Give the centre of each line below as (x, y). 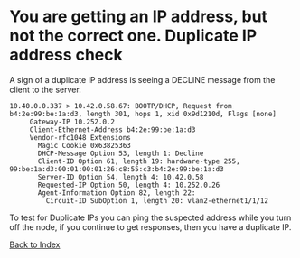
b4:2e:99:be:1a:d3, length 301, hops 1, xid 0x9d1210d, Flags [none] (143, 114)
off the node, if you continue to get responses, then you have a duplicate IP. (150, 226)
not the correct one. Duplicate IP (133, 36)
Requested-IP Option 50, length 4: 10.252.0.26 (129, 185)
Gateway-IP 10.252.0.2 (72, 122)
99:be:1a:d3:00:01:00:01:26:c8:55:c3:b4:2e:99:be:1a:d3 (117, 169)
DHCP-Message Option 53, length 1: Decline (121, 153)
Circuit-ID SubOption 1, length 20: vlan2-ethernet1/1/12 (157, 200)
